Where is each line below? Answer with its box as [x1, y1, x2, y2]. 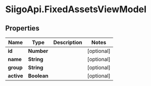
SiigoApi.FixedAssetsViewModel [5, 4, 146, 15]
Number [27, 47, 48, 54]
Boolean [27, 72, 49, 79]
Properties [5, 24, 40, 33]
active [8, 72, 23, 79]
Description [53, 39, 82, 46]
